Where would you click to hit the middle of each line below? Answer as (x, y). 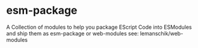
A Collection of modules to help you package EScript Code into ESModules (99, 27)
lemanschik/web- (162, 33)
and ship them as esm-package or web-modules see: (73, 33)
